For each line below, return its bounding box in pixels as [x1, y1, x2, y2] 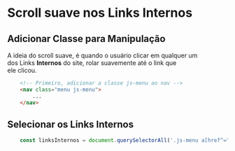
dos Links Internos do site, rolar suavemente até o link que [7, 59, 177, 67]
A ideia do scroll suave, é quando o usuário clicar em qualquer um [7, 51, 198, 59]
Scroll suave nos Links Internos [7, 5, 193, 21]
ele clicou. [7, 66, 37, 74]
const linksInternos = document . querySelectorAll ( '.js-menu [20, 137, 199, 144]
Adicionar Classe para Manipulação [7, 33, 166, 45]
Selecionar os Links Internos [7, 118, 134, 130]
